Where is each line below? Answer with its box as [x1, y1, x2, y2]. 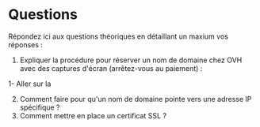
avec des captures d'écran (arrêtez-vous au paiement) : [19, 63, 203, 73]
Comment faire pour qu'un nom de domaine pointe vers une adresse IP [19, 94, 252, 103]
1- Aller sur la [8, 79, 52, 88]
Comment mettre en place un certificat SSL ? [19, 110, 167, 120]
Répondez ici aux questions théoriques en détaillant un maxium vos [8, 32, 228, 41]
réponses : [8, 39, 44, 49]
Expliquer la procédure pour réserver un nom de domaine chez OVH [19, 55, 243, 65]
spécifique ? [19, 103, 60, 112]
